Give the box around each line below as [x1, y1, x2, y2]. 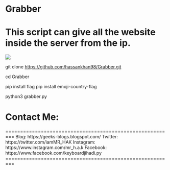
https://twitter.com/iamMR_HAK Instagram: [5, 139, 95, 145]
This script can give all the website [5, 27, 156, 38]
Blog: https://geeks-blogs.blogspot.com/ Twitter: [15, 134, 118, 140]
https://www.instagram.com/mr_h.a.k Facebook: [5, 144, 107, 151]
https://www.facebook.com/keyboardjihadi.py [5, 150, 102, 156]
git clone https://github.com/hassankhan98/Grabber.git [5, 64, 122, 70]
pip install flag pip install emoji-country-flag [5, 84, 97, 90]
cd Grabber [5, 74, 30, 80]
